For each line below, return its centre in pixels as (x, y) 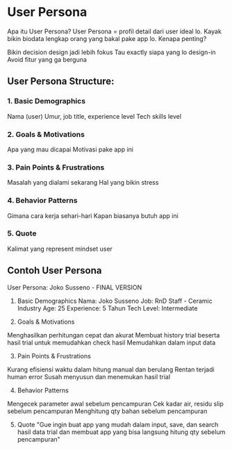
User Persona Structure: (61, 82)
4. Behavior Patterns (42, 201)
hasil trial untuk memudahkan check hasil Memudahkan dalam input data (111, 342)
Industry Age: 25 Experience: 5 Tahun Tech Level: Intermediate (107, 308)
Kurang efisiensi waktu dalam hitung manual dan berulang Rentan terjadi (111, 369)
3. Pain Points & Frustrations (56, 167)
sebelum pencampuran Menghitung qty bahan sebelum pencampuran (107, 411)
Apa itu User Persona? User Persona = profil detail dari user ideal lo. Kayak (115, 31)
